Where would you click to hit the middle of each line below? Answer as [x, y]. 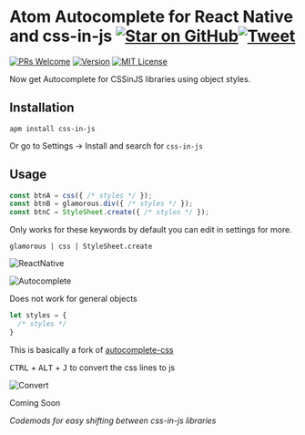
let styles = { [38, 316]
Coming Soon [35, 402]
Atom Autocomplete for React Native [152, 17]
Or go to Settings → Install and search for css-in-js [106, 145]
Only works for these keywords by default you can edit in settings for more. [151, 230]
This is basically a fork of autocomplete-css [91, 349]
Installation [42, 108]
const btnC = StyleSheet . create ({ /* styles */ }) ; [109, 212]
